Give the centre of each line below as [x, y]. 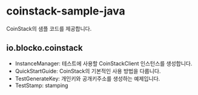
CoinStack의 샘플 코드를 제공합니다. [49, 28]
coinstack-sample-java [66, 11]
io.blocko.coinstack [45, 48]
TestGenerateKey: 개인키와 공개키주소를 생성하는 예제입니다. [87, 78]
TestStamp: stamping [41, 85]
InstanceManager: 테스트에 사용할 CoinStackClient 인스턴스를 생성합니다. [104, 63]
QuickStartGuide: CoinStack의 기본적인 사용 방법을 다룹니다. [88, 71]
